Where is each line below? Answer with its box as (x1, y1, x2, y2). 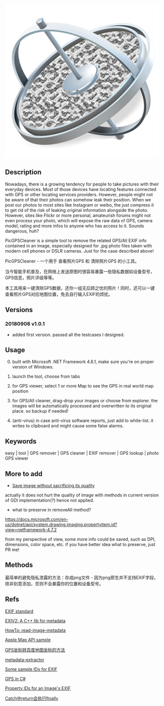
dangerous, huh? (5, 228, 39, 234)
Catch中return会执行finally (5, 695, 59, 701)
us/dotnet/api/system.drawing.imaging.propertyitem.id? (5, 522, 117, 527)
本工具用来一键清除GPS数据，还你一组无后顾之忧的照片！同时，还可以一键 (5, 285, 155, 291)
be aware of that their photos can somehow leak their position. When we (5, 197, 151, 203)
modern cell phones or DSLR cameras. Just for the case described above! (5, 248, 154, 254)
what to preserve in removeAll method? (12, 507, 91, 513)
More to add (5, 470, 42, 478)
